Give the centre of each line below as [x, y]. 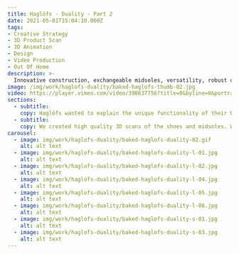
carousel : [22, 133]
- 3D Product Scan [34, 41]
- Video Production [36, 60]
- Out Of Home [28, 67]
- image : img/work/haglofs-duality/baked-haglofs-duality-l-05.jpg [116, 193]
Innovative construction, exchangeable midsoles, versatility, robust [121, 80]
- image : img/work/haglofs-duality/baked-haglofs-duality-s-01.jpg [116, 219]
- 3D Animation [30, 47]
